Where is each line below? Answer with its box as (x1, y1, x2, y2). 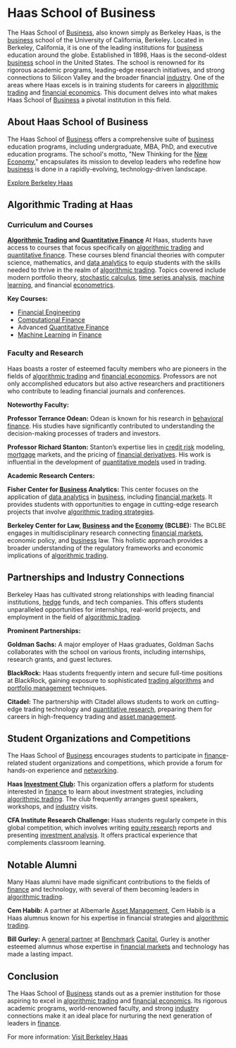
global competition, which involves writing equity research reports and (7, 823, 212, 832)
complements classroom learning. (7, 839, 106, 847)
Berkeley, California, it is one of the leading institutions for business (7, 43, 203, 51)
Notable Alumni (7, 858, 77, 871)
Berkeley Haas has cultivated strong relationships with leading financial (7, 590, 214, 598)
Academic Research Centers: (7, 471, 95, 480)
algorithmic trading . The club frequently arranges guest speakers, (7, 795, 199, 803)
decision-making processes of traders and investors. (7, 429, 161, 438)
